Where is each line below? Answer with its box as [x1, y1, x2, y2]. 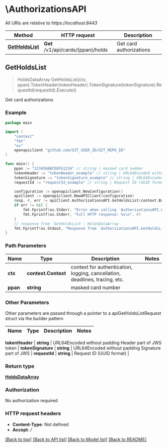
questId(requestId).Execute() [17, 87, 77, 93]
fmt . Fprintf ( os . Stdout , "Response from [14, 226, 97, 231]
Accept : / [12, 427, 32, 433]
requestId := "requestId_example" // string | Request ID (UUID [14, 180, 150, 185]
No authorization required [5, 398, 58, 404]
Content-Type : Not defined [12, 421, 69, 427]
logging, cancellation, [71, 269, 121, 276]
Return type [5, 362, 35, 369]
